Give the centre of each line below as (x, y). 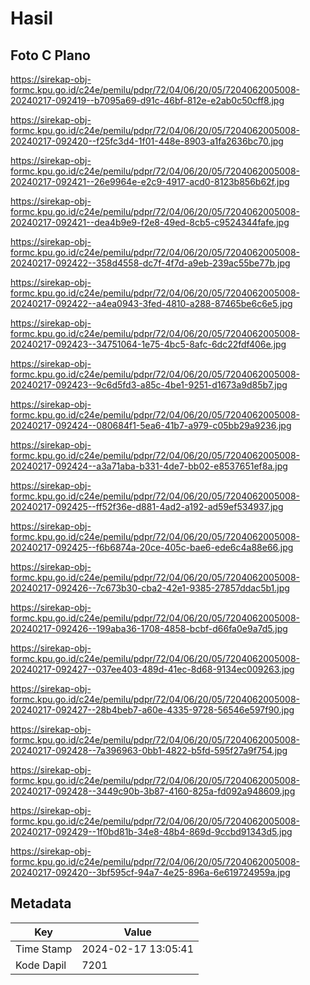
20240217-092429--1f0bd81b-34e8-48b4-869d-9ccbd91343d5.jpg (151, 831)
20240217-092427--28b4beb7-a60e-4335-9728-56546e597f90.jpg (152, 710)
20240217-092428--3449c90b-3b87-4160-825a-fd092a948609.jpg (153, 791)
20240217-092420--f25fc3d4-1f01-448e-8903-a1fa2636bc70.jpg (147, 141)
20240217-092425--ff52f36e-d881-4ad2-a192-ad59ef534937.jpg (147, 506)
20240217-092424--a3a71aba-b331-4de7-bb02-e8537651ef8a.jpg (149, 466)
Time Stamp (44, 949)
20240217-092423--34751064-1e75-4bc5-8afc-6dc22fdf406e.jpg (148, 344)
